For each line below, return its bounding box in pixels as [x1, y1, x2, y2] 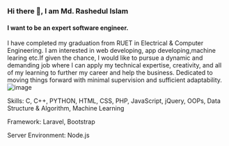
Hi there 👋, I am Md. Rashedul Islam [7, 6, 129, 16]
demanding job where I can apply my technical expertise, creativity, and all [7, 61, 222, 70]
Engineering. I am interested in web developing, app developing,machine [7, 47, 216, 55]
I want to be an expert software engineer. [7, 24, 129, 32]
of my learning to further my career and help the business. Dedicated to [7, 69, 214, 77]
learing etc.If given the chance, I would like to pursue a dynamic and [7, 54, 203, 62]
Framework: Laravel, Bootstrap [7, 117, 95, 126]
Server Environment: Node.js [7, 131, 90, 140]
